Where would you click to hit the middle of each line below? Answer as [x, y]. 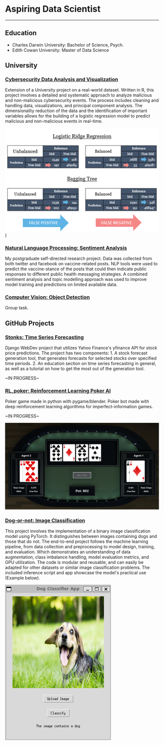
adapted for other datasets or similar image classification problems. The [77, 568]
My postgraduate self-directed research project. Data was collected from [79, 258]
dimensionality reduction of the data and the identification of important [76, 111]
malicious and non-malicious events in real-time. [54, 121]
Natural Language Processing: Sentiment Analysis [66, 248]
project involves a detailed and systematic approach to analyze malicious [79, 95]
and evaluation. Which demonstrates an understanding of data [68, 552]
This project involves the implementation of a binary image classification [78, 531]
